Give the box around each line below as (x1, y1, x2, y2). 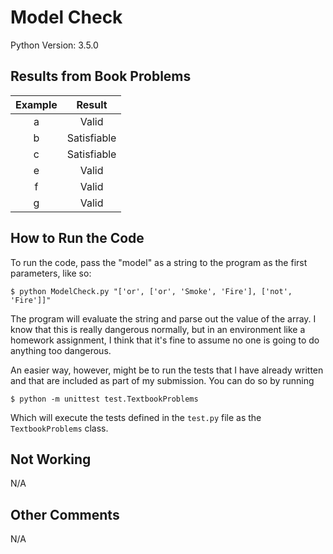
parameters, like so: (10, 267, 92, 279)
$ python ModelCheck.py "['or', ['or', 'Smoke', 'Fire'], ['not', (10, 286, 293, 296)
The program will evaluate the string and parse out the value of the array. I (10, 312, 317, 325)
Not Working (10, 451, 92, 468)
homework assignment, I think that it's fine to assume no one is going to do (10, 334, 320, 346)
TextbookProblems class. (10, 422, 109, 434)
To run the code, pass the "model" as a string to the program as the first (10, 256, 308, 268)
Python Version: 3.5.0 (10, 39, 99, 51)
